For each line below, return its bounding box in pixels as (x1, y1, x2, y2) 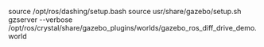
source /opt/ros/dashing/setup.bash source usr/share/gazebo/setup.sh (8, 7, 242, 16)
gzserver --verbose (8, 15, 73, 24)
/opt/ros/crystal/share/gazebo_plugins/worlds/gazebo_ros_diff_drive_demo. (8, 23, 257, 32)
